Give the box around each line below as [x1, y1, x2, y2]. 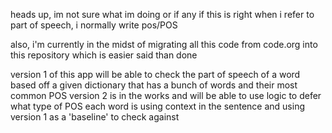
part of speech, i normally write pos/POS [10, 19, 178, 31]
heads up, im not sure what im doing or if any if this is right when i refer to [10, 9, 315, 20]
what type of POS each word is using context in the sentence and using [10, 100, 305, 112]
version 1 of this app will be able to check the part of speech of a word [10, 69, 301, 80]
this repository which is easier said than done [10, 49, 198, 61]
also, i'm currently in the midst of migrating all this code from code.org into [10, 39, 318, 50]
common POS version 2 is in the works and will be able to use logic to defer [10, 90, 322, 101]
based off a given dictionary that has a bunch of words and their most [10, 79, 298, 91]
